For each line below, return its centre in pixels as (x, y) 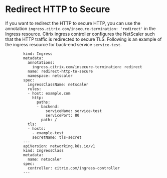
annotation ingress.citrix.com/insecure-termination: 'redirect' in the (80, 28)
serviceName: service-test (73, 111)
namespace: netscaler (50, 76)
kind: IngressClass (44, 150)
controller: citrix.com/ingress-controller (74, 168)
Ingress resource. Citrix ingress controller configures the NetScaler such (80, 34)
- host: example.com (49, 93)
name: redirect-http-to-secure (60, 71)
